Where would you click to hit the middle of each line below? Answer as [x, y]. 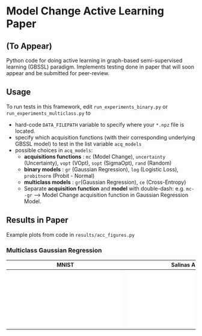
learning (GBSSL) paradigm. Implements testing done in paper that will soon [100, 67]
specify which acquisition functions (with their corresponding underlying [105, 137]
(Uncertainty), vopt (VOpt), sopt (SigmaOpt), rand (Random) [98, 163]
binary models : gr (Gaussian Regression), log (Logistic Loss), [101, 169]
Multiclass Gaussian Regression [54, 250]
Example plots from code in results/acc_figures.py [71, 234]
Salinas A [183, 265]
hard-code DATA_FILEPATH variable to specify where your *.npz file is [99, 124]
